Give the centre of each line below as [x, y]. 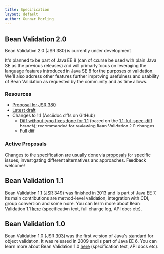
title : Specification [27, 10]
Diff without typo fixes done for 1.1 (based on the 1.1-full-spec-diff [86, 121]
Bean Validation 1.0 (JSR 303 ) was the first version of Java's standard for [79, 236]
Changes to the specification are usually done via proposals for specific [78, 155]
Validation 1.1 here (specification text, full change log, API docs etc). [74, 209]
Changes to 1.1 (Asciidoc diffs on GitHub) [53, 115]
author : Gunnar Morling [30, 19]
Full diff [27, 131]
